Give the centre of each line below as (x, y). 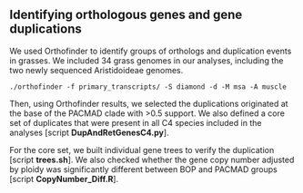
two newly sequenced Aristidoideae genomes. (96, 70)
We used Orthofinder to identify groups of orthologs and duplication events (151, 51)
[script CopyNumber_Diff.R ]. (64, 179)
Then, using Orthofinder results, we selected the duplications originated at (149, 103)
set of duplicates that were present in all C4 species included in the (136, 122)
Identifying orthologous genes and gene (126, 15)
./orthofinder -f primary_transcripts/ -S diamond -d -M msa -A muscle (148, 87)
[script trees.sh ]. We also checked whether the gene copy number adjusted (152, 159)
